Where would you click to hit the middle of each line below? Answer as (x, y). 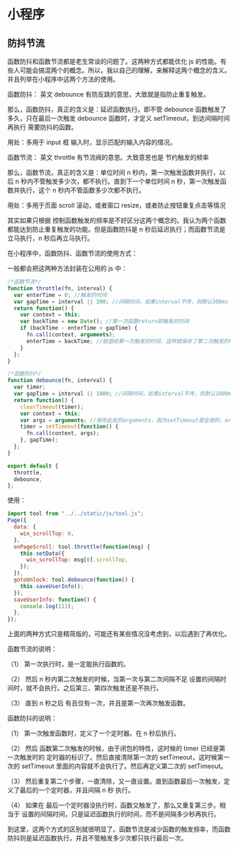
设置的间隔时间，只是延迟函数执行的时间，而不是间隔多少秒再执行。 (120, 814)
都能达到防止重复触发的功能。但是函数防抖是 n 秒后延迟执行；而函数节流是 (117, 229)
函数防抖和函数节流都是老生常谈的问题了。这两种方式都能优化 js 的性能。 (114, 61)
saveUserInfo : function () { (55, 600)
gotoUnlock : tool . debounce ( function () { (74, 580)
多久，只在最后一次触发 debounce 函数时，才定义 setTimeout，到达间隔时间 (119, 118)
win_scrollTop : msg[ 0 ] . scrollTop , (77, 560)
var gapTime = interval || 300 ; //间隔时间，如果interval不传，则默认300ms (121, 302)
